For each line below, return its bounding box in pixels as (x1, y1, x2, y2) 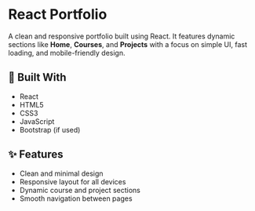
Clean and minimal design (19, 169, 104, 178)
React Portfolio (8, 5, 107, 24)
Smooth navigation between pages (19, 194, 133, 203)
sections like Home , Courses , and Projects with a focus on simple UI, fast (8, 39, 248, 49)
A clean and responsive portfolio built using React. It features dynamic (8, 31, 235, 41)
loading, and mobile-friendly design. (8, 48, 126, 57)
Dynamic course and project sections (19, 185, 141, 195)
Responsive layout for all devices (19, 176, 126, 186)
